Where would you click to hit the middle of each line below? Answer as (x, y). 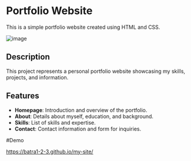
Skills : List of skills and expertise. (55, 122)
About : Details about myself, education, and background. (84, 116)
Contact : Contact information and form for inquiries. (78, 129)
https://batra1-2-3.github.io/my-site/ (50, 152)
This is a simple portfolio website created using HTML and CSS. (83, 27)
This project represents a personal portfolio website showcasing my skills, (96, 71)
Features (23, 96)
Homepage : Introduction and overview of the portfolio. (81, 110)
